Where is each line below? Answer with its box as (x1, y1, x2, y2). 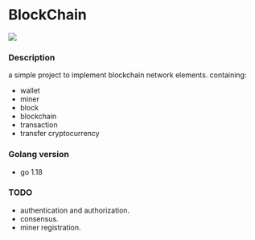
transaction (19, 120, 58, 130)
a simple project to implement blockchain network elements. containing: (8, 70, 247, 80)
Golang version (8, 149, 70, 160)
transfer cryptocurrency (19, 129, 100, 139)
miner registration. (19, 222, 82, 232)
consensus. (19, 213, 59, 223)
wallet (19, 86, 40, 96)
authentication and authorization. (19, 205, 130, 215)
